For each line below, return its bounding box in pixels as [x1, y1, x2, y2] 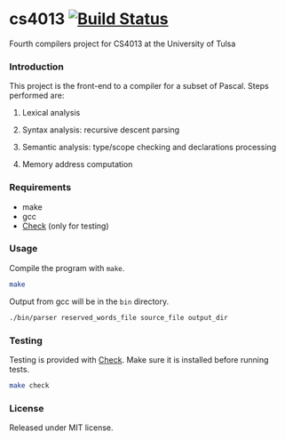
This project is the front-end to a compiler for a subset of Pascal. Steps [9, 81, 269, 92]
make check [9, 380, 50, 390]
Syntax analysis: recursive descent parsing [21, 124, 180, 135]
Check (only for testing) [21, 220, 109, 231]
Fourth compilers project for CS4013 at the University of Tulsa [9, 38, 236, 49]
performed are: [9, 90, 65, 101]
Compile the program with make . [9, 262, 125, 273]
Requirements [9, 181, 72, 194]
